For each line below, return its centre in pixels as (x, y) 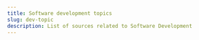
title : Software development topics (60, 13)
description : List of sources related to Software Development (100, 26)
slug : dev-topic (30, 20)
